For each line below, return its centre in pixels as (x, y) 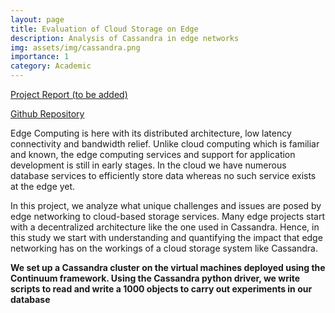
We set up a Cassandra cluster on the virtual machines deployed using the (168, 267)
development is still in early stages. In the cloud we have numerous (148, 165)
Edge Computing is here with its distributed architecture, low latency (151, 133)
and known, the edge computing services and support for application (153, 154)
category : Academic (51, 66)
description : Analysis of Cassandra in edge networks (125, 38)
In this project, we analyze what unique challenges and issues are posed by (166, 205)
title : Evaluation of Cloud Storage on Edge (104, 29)
